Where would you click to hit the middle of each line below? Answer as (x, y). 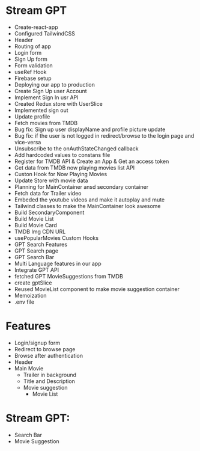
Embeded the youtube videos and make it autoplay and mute (89, 200)
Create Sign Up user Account (51, 91)
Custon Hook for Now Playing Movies (61, 174)
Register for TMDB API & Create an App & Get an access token (92, 161)
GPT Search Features (41, 244)
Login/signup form (37, 343)
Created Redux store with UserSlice (58, 103)
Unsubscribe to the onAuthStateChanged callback (76, 149)
